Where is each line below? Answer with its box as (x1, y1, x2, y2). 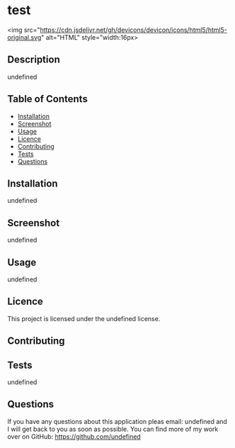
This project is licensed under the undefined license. (7, 314, 161, 323)
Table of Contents (7, 93, 88, 105)
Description (7, 54, 60, 66)
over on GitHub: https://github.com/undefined (7, 432, 142, 441)
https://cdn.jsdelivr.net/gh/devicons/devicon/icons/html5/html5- (40, 26, 228, 34)
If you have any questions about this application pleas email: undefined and (7, 417, 228, 425)
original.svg (7, 33, 42, 41)
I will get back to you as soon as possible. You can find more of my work (7, 425, 219, 433)
